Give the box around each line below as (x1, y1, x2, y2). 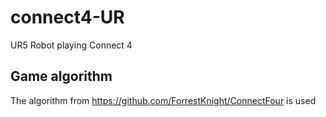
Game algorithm (10, 68, 113, 85)
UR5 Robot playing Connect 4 (10, 39, 133, 51)
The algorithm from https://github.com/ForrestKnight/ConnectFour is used (10, 94, 317, 106)
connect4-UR (10, 6, 125, 29)
